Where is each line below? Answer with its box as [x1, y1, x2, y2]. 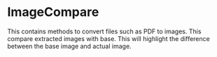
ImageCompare [7, 4, 99, 20]
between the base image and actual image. [7, 42, 132, 50]
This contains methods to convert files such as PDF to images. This [7, 27, 202, 35]
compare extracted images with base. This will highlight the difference [7, 34, 210, 42]
